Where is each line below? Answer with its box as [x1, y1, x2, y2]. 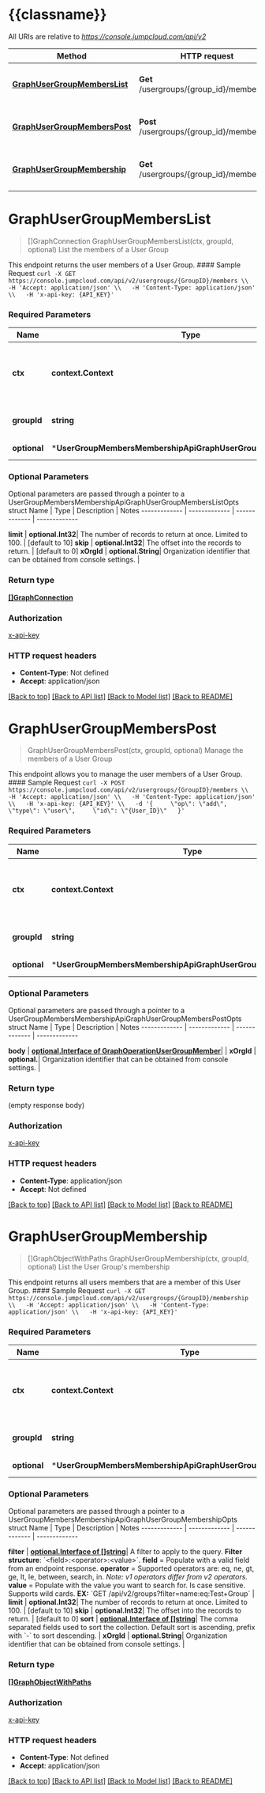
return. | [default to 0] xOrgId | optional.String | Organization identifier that [8, 547, 251, 556]
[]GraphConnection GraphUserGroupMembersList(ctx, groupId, [27, 236, 234, 246]
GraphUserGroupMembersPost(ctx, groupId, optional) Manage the [27, 746, 244, 755]
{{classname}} [8, 6, 107, 24]
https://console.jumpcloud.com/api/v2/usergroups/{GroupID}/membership [8, 1294, 248, 1302]
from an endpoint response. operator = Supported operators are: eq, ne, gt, [8, 1564, 255, 1573]
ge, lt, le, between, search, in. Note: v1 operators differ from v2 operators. [8, 1572, 248, 1582]
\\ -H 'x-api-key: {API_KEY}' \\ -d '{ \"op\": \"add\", [8, 800, 227, 808]
